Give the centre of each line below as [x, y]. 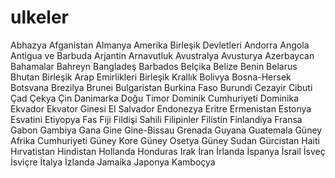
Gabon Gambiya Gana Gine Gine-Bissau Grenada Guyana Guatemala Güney [166, 130]
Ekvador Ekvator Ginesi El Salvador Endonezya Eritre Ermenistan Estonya [161, 108]
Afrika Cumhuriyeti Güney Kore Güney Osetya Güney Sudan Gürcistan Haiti [165, 140]
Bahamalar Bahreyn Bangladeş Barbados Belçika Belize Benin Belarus [154, 66]
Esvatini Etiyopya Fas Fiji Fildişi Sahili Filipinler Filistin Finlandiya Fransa [156, 119]
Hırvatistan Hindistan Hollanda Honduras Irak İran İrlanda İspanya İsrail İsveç [168, 151]
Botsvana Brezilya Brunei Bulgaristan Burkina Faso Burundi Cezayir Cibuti [161, 87]
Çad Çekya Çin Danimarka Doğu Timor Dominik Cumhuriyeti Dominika [154, 98]
